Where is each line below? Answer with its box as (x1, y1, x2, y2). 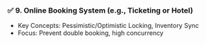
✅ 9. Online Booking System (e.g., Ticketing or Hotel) (7, 6, 193, 15)
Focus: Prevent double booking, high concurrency (17, 29, 164, 37)
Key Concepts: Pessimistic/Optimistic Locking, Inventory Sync (17, 22, 200, 30)
